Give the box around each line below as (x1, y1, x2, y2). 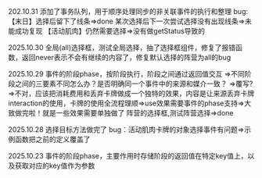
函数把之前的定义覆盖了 (14, 135, 91, 144)
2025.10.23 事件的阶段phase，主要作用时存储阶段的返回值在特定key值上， (8, 151, 248, 160)
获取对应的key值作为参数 (14, 161, 95, 170)
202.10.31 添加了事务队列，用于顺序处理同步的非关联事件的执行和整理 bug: (8, 7, 249, 16)
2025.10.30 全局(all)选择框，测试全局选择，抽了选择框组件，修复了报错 (8, 43, 236, 52)
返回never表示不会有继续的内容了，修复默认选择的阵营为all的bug (21, 53, 231, 62)
